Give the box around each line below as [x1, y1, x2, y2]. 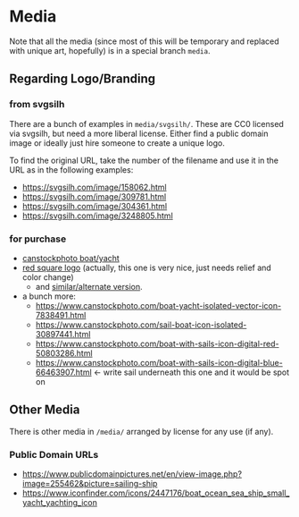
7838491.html [35, 309, 87, 320]
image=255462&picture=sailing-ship [21, 479, 158, 489]
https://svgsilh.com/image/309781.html [21, 191, 167, 202]
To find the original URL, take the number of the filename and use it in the [9, 155, 279, 165]
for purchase [9, 233, 67, 245]
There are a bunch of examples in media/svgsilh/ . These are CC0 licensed [9, 118, 284, 129]
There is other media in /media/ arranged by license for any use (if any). [9, 426, 274, 436]
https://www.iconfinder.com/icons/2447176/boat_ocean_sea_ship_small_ [21, 487, 290, 498]
